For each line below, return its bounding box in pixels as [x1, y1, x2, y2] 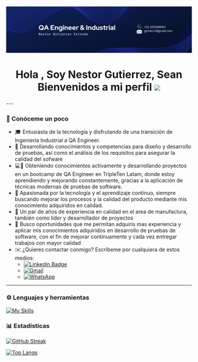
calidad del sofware [14, 155, 63, 162]
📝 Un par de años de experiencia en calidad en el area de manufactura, [14, 208, 188, 215]
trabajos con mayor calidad [14, 240, 81, 247]
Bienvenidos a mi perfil [37, 81, 152, 94]
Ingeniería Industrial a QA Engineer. [14, 137, 101, 144]
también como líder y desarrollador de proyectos [14, 214, 134, 221]
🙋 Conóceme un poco [6, 114, 69, 122]
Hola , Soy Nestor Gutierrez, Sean [15, 68, 183, 81]
